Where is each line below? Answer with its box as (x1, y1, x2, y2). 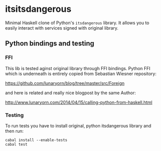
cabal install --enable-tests (5, 137, 68, 143)
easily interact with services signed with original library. (5, 25, 119, 31)
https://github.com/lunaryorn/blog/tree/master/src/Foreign (5, 80, 125, 86)
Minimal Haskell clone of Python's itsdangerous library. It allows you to (5, 20, 150, 26)
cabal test (5, 142, 28, 147)
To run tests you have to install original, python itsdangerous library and (5, 122, 152, 129)
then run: (5, 128, 24, 134)
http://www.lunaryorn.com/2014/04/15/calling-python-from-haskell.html (5, 99, 153, 105)
